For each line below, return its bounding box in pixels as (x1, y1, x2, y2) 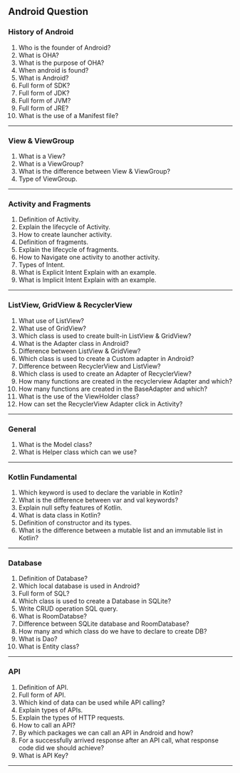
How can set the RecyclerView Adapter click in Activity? (18, 399, 183, 408)
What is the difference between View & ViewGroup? (18, 167, 170, 175)
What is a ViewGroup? (18, 159, 84, 168)
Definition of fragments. (18, 238, 88, 246)
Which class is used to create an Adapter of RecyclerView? (18, 369, 192, 378)
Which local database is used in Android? (18, 582, 140, 590)
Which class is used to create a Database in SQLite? (18, 597, 172, 606)
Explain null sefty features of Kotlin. (18, 503, 123, 512)
